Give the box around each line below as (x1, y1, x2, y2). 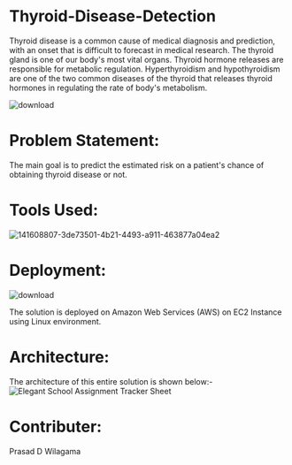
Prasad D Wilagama (9, 446, 81, 456)
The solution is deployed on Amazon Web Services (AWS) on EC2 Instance (9, 307, 282, 317)
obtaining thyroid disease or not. (9, 169, 128, 179)
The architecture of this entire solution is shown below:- (9, 376, 213, 386)
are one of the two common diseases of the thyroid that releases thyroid (9, 72, 273, 83)
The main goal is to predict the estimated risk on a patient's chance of (9, 159, 265, 170)
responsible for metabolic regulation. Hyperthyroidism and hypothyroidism (9, 64, 280, 74)
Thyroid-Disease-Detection (9, 6, 217, 27)
